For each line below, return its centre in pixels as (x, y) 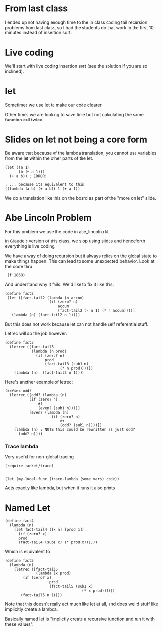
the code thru (19, 266)
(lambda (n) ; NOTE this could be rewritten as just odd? (74, 429)
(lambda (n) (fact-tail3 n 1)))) (49, 373)
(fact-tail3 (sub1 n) (67, 364)
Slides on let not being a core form (76, 139)
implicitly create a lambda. (32, 609)
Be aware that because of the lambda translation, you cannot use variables (81, 153)
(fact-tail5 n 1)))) (41, 595)
